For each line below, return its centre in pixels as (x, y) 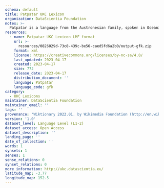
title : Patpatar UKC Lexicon (35, 14)
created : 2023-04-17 (35, 64)
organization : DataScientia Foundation (46, 19)
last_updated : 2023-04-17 (40, 60)
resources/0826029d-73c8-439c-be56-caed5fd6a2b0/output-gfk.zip (85, 46)
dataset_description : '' (30, 133)
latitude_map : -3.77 (26, 174)
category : (15, 92)
